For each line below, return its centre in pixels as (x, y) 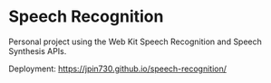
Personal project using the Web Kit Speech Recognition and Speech (135, 41)
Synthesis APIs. (38, 51)
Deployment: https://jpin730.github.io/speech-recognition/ (118, 69)
